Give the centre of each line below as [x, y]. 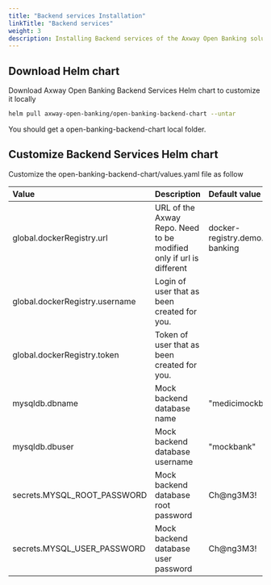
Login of [171, 281]
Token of [171, 334]
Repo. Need [177, 228]
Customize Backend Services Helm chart [113, 155]
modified [171, 248]
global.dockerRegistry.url [60, 237]
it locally [22, 99]
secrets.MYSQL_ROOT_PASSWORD [80, 495]
